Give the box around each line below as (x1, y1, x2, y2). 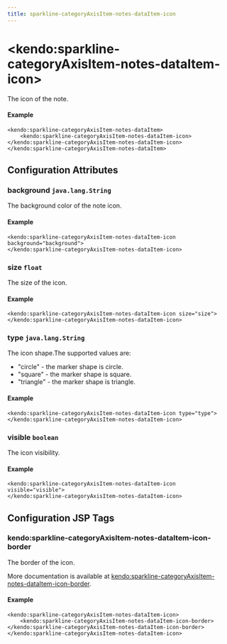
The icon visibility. (7, 448, 60, 457)
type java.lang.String (7, 333, 85, 343)
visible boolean (7, 432, 59, 442)
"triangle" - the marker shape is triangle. (17, 378, 136, 386)
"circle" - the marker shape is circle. (17, 363, 123, 371)
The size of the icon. (7, 278, 67, 287)
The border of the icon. (7, 558, 75, 567)
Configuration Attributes (7, 164, 118, 176)
